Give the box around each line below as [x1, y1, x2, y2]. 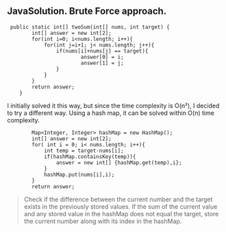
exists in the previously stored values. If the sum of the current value [23, 202, 218, 211]
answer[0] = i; [80, 53, 125, 60]
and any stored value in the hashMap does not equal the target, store [23, 209, 219, 218]
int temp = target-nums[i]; [43, 147, 125, 154]
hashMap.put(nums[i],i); [43, 171, 115, 178]
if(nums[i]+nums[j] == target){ [55, 47, 149, 54]
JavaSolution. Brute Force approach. [7, 5, 167, 17]
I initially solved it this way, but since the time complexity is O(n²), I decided [7, 101, 220, 109]
